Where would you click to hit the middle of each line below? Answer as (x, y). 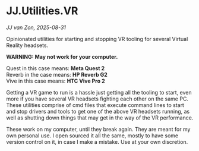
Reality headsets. (27, 45)
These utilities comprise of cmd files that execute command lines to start (95, 105)
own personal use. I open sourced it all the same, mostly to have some (92, 136)
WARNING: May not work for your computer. (62, 56)
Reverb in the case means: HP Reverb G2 (57, 74)
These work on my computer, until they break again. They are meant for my (98, 129)
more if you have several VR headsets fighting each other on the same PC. (97, 99)
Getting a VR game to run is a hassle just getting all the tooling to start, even (99, 92)
